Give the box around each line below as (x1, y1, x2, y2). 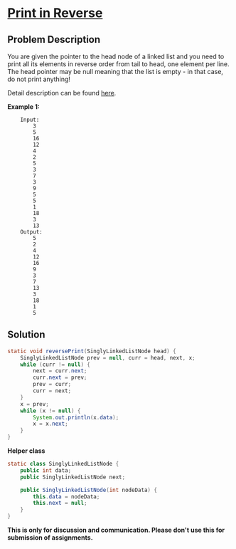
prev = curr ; (33, 381, 72, 388)
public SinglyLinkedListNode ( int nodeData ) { (20, 486, 158, 493)
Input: (20, 116, 40, 123)
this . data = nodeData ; (33, 493, 100, 500)
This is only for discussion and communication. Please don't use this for (7, 526, 225, 535)
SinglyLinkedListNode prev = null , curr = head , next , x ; (20, 354, 195, 361)
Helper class (7, 446, 45, 455)
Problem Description (7, 33, 101, 46)
